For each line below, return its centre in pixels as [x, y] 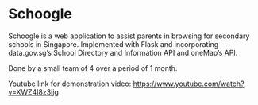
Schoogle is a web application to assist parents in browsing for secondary [129, 36]
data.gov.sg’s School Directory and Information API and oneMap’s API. [123, 52]
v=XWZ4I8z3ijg [34, 91]
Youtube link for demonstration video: [70, 84]
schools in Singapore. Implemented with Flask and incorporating [114, 44]
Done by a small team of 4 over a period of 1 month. [93, 68]
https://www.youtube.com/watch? [189, 84]
